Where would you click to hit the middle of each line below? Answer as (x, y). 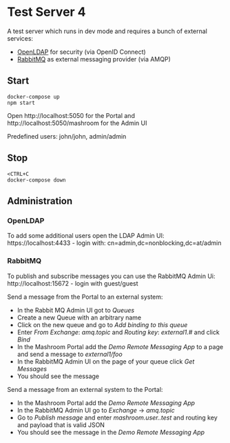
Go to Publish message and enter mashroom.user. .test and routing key (117, 417)
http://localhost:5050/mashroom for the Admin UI (77, 123)
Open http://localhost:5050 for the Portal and (71, 115)
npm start (21, 103)
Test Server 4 (46, 12)
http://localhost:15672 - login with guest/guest (73, 283)
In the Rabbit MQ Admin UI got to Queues (76, 310)
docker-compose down (37, 180)
